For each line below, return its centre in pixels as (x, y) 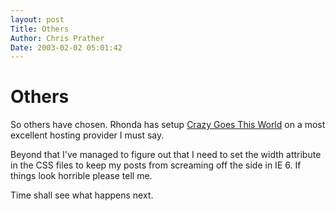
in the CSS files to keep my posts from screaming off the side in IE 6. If (156, 165)
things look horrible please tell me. (81, 176)
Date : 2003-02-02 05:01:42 (66, 47)
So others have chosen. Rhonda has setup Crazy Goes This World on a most (168, 125)
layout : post (37, 19)
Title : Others (40, 29)
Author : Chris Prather (57, 38)
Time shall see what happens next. (82, 195)
